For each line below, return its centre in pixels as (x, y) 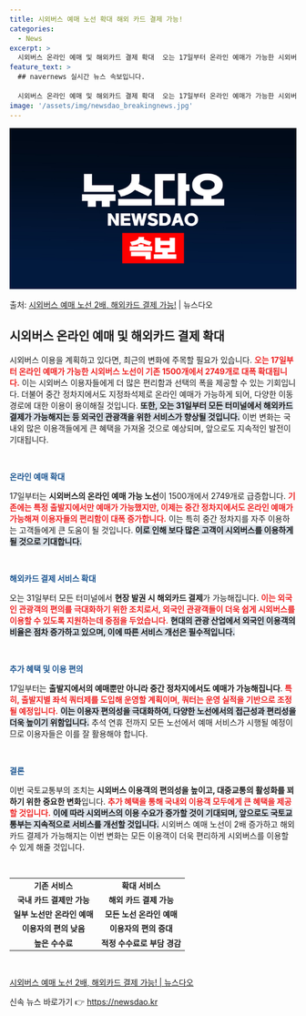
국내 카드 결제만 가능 (53, 899)
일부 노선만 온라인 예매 (53, 914)
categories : (32, 29)
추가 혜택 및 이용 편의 (46, 668)
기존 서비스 (53, 885)
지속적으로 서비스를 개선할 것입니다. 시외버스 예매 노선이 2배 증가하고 (156, 824)
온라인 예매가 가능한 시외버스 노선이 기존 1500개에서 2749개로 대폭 (138, 371)
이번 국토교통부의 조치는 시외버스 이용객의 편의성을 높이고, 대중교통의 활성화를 (147, 790)
